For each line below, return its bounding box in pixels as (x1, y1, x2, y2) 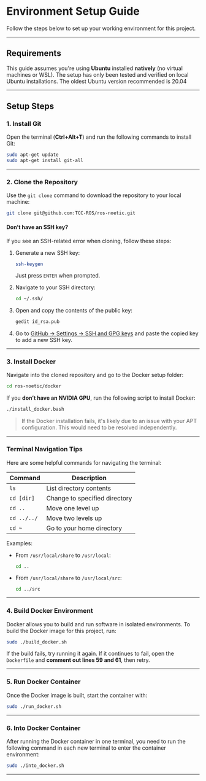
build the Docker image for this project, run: (6, 627, 116, 634)
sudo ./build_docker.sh (6, 639, 67, 645)
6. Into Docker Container (6, 723, 81, 732)
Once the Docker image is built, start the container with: (6, 691, 148, 699)
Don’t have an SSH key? (6, 223, 69, 231)
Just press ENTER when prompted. (15, 272, 101, 279)
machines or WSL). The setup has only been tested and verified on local (6, 71, 189, 78)
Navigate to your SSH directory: (15, 284, 96, 291)
